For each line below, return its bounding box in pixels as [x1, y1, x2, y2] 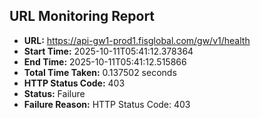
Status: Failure [23, 87, 86, 99]
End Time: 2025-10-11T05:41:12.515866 [23, 55, 187, 68]
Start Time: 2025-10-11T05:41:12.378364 [23, 45, 194, 57]
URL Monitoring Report [9, 8, 156, 25]
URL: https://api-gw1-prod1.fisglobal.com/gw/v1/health [23, 34, 251, 46]
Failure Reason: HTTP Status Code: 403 [23, 98, 191, 110]
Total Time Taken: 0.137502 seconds [23, 66, 177, 78]
